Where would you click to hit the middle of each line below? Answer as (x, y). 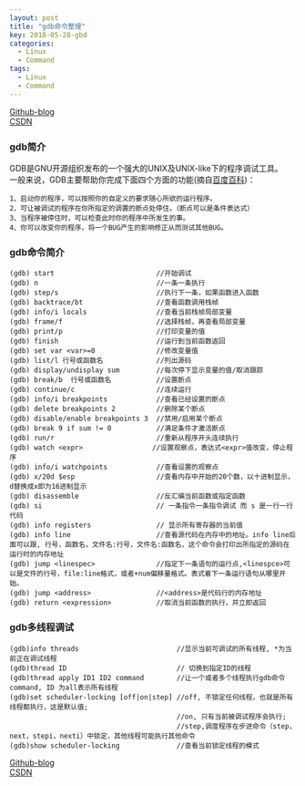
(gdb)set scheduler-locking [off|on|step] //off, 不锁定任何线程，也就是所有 (152, 697)
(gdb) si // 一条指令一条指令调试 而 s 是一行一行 (152, 506)
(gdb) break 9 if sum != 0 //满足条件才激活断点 (117, 429)
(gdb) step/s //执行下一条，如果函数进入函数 (134, 293)
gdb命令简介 (37, 252)
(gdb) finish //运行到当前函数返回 (117, 341)
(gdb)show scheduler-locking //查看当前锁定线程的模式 (134, 745)
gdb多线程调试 (42, 627)
